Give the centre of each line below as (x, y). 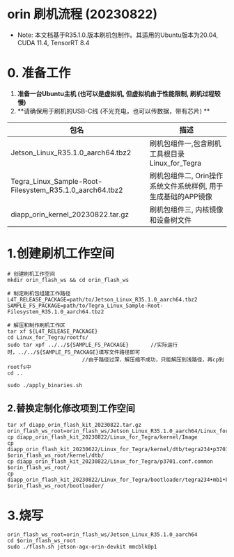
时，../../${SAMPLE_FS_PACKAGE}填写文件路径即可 (74, 352)
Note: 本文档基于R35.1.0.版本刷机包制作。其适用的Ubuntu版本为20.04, (118, 35)
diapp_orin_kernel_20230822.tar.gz (70, 214)
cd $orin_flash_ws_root (42, 540)
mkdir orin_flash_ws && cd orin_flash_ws (68, 280)
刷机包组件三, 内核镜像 (186, 210)
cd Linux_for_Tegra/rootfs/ (48, 337)
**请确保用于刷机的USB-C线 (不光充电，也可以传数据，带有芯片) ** (114, 111)
